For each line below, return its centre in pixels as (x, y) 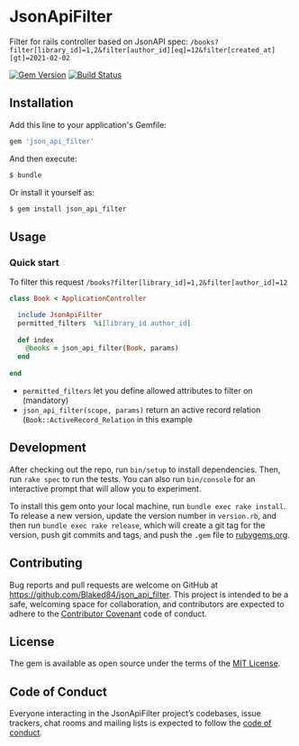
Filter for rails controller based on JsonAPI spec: (99, 41)
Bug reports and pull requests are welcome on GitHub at (114, 585)
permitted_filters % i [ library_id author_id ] (104, 323)
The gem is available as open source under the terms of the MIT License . (145, 663)
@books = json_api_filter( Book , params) (102, 349)
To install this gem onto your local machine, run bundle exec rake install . (148, 505)
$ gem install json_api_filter (68, 209)
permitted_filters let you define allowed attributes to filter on (138, 390)
